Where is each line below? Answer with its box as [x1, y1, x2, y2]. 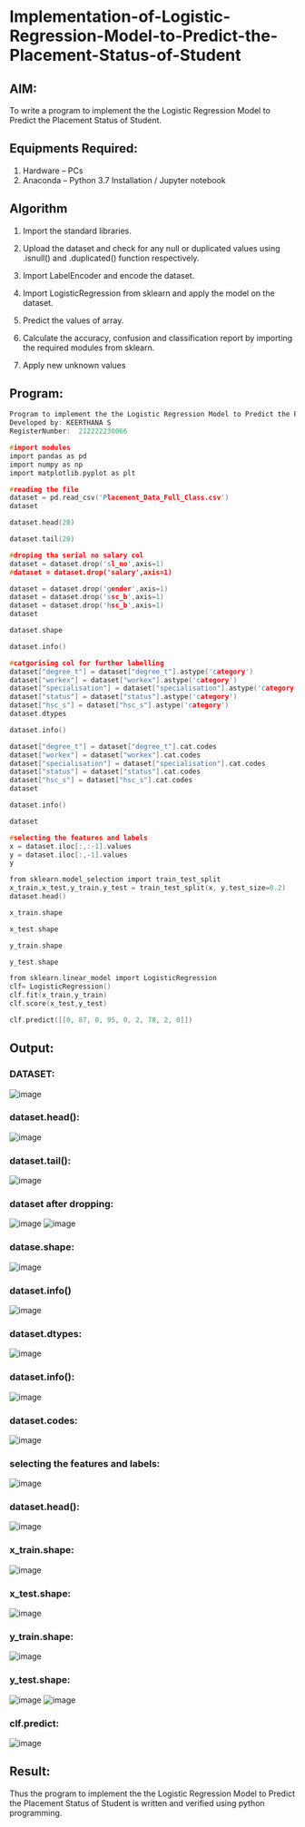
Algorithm [9, 201, 68, 217]
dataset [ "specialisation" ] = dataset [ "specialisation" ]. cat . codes [9, 759, 266, 768]
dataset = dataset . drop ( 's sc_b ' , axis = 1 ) [9, 593, 165, 602]
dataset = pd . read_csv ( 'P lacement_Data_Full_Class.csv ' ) [9, 493, 230, 503]
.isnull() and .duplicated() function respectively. [22, 252, 200, 263]
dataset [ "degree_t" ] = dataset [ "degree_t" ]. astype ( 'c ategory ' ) [9, 667, 254, 676]
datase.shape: [9, 1241, 75, 1253]
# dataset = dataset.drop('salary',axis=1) [9, 567, 172, 577]
